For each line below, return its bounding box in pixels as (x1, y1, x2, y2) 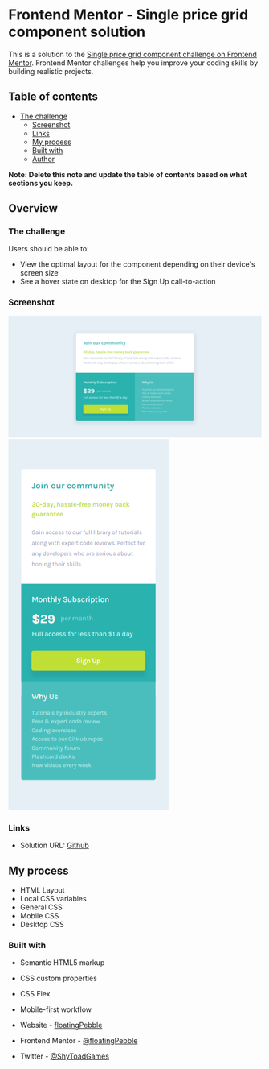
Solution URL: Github (19, 840, 90, 851)
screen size (19, 268, 59, 278)
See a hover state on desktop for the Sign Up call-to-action (19, 276, 216, 287)
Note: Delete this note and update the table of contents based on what (8, 169, 247, 179)
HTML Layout (19, 885, 66, 895)
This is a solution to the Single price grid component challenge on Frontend (8, 49, 257, 59)
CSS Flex (19, 989, 51, 999)
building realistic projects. (8, 66, 94, 76)
